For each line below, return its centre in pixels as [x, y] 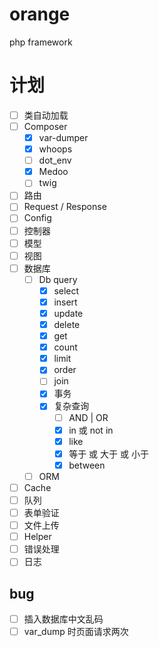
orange [40, 14]
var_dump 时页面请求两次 [76, 632]
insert [65, 302]
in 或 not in [91, 430]
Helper [37, 537]
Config [37, 218]
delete [67, 324]
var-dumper [63, 137]
